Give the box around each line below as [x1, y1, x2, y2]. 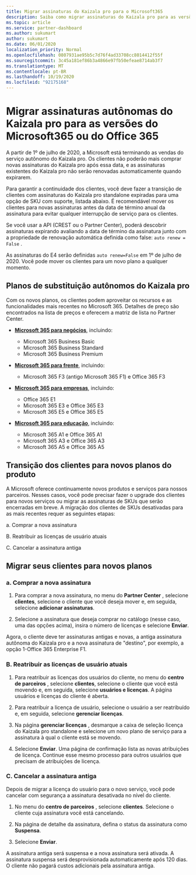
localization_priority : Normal [6, 47, 82, 53]
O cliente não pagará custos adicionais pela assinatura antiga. [6, 862, 155, 869]
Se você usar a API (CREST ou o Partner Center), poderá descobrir [6, 221, 167, 229]
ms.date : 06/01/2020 [6, 42, 57, 47]
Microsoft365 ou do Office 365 [6, 130, 159, 143]
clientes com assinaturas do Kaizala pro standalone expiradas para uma [6, 191, 179, 198]
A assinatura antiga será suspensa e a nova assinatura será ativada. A [6, 849, 174, 856]
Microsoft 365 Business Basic [23, 338, 95, 345]
